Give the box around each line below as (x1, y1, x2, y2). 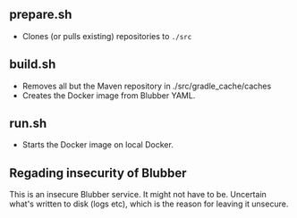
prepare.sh (9, 7, 72, 22)
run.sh (9, 116, 47, 131)
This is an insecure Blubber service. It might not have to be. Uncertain (9, 189, 267, 200)
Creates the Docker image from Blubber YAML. (21, 89, 196, 101)
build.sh (9, 57, 56, 72)
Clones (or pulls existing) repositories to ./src (21, 30, 192, 41)
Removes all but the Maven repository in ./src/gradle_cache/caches (21, 80, 272, 91)
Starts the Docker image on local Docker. (21, 139, 174, 150)
